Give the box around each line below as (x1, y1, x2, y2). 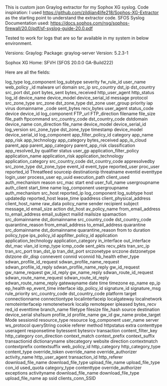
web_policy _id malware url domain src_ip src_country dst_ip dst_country (5, 84, 156, 90)
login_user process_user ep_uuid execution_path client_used (5, 174, 130, 180)
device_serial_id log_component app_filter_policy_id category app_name (5, 132, 154, 137)
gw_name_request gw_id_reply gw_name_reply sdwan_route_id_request (5, 269, 154, 275)
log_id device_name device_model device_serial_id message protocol (5, 95, 148, 101)
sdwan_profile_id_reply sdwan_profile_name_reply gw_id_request (5, 264, 140, 270)
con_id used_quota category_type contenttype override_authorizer (5, 365, 142, 371)
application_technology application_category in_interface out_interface (5, 238, 151, 244)
